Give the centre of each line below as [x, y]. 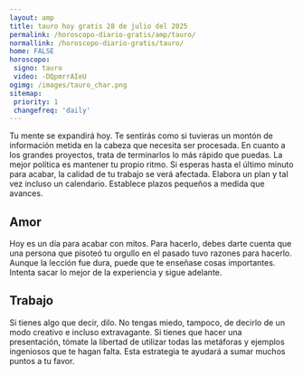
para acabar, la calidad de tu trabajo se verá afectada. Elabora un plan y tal [149, 174]
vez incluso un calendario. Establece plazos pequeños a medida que [137, 184]
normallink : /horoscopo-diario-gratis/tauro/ [96, 43]
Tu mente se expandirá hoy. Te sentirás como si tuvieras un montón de [141, 136]
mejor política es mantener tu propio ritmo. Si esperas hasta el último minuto [151, 164]
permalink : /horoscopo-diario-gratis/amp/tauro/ [103, 34]
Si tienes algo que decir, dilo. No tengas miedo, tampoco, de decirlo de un [147, 323]
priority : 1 [36, 102]
